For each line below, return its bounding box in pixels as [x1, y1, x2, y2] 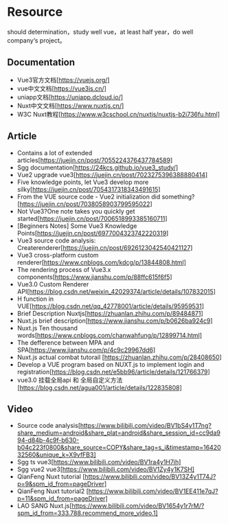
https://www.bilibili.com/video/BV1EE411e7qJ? [88, 487, 218, 495]
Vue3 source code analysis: [16, 236, 96, 244]
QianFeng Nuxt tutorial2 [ [16, 487, 89, 495]
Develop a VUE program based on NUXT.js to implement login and [16, 360, 205, 368]
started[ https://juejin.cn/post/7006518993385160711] [16, 214, 168, 223]
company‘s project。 [7, 36, 67, 45]
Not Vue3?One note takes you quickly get [16, 207, 135, 215]
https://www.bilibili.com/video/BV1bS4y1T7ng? [80, 422, 212, 430]
